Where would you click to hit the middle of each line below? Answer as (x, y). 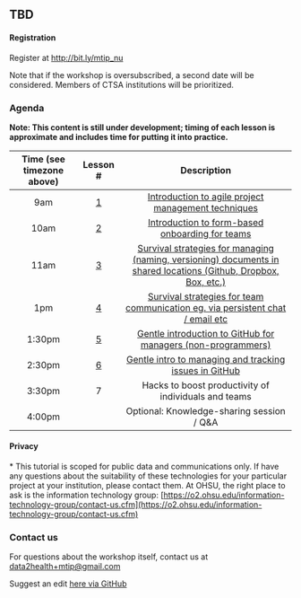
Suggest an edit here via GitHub (68, 584)
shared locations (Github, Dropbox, (206, 270)
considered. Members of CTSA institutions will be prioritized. (122, 84)
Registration (33, 37)
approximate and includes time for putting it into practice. (119, 136)
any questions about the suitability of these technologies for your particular (148, 476)
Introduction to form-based (206, 222)
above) (43, 181)
